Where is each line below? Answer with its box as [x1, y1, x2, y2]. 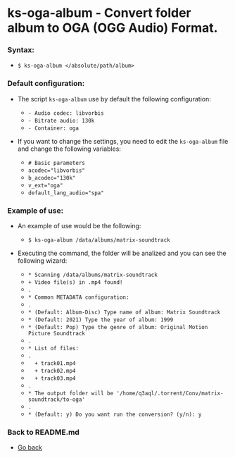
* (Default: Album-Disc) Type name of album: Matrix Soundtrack [27, 309, 221, 316]
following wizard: [17, 256, 68, 265]
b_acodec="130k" [27, 174, 76, 181]
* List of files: [27, 345, 80, 352]
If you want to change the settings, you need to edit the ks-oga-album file [17, 137, 229, 145]
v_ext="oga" [27, 182, 63, 189]
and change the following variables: [17, 144, 122, 153]
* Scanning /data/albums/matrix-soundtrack [27, 271, 158, 279]
